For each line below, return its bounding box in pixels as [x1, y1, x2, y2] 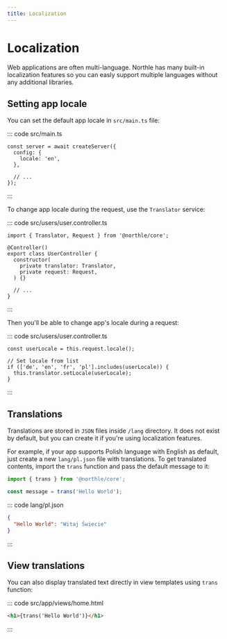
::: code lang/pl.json [7, 501, 64, 509]
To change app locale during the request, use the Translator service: [7, 206, 205, 214]
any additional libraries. [7, 78, 74, 86]
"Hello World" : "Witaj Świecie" [13, 520, 108, 528]
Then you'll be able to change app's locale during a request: [7, 319, 179, 327]
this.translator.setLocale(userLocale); [13, 370, 132, 377]
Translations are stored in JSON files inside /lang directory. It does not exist [7, 426, 220, 435]
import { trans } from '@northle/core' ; [7, 476, 126, 483]
